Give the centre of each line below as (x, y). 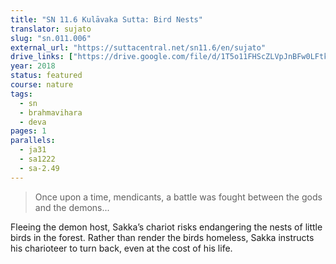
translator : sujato (51, 29)
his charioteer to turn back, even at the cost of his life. (121, 248)
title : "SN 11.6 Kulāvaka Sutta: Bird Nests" (106, 19)
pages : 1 (28, 131)
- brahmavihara (51, 112)
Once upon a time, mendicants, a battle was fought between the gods (178, 197)
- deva (33, 122)
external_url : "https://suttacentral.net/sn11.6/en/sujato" (138, 47)
